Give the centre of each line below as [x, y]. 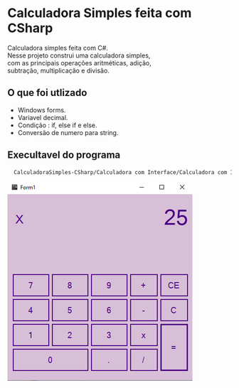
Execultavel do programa [64, 155]
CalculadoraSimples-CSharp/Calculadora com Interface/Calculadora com [121, 172]
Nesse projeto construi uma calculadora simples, [79, 55]
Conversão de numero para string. [68, 132]
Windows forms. [42, 110]
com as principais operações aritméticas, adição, [79, 63]
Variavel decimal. [43, 117]
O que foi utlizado [47, 93]
